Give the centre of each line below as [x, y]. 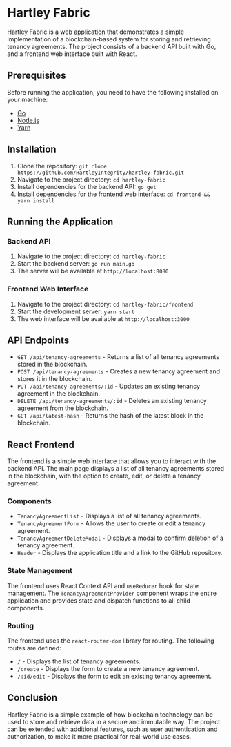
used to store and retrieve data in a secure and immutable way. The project [114, 721]
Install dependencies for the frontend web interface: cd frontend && [113, 194]
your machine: [28, 99]
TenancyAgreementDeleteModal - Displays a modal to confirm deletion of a [120, 538]
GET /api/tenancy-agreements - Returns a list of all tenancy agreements [118, 357]
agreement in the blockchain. [58, 394]
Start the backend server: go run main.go [76, 264]
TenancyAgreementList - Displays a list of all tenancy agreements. [109, 516]
